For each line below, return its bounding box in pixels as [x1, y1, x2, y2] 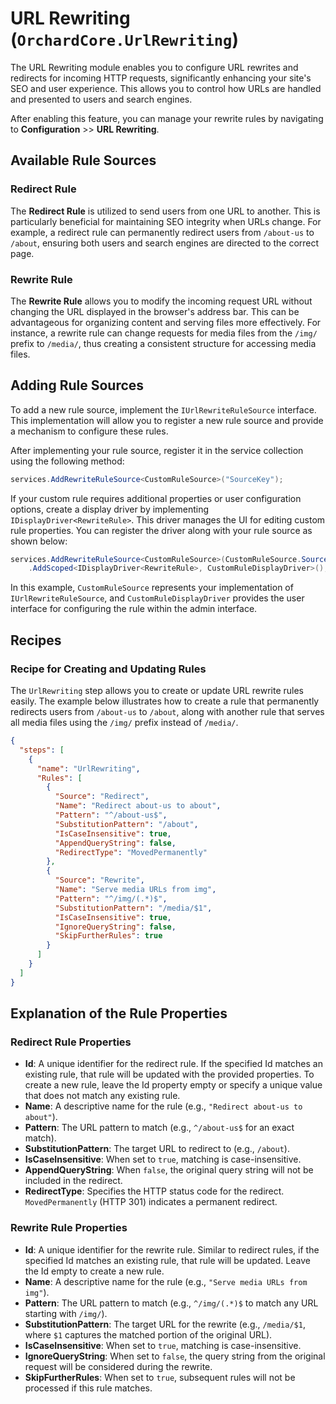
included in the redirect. [24, 1175, 123, 1187]
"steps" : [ [19, 745, 65, 755]
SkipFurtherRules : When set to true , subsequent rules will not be [24, 1371, 296, 1383]
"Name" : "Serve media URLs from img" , [54, 885, 217, 895]
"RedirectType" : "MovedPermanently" [54, 847, 208, 857]
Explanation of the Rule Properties [10, 1005, 228, 1022]
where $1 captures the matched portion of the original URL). [24, 1328, 273, 1341]
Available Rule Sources [10, 152, 157, 169]
